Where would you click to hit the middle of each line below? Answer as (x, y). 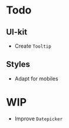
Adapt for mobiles (36, 78)
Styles (18, 64)
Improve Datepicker (39, 119)
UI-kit (17, 32)
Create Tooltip (33, 46)
